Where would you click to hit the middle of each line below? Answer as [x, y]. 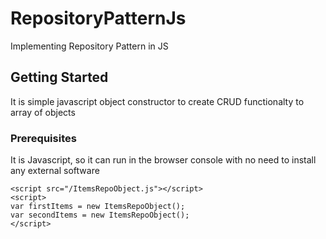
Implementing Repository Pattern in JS [89, 46]
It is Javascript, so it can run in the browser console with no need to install [163, 160]
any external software [55, 171]
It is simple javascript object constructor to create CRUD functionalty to [157, 101]
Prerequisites [43, 138]
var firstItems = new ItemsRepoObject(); [98, 207]
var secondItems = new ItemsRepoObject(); [100, 215]
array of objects [43, 112]
